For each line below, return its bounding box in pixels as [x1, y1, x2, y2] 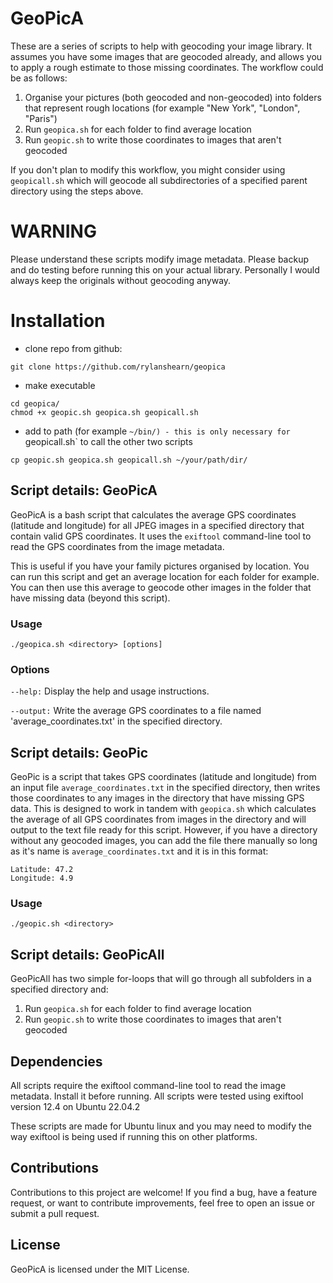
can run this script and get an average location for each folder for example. [10, 570, 320, 582]
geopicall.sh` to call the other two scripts [24, 435, 193, 447]
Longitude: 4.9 [10, 873, 74, 884]
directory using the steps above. [10, 185, 144, 197]
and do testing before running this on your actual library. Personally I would [10, 263, 320, 276]
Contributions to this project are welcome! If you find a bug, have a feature [10, 1186, 318, 1198]
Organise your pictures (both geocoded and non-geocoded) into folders [24, 91, 322, 103]
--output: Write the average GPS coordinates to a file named [10, 705, 262, 717]
